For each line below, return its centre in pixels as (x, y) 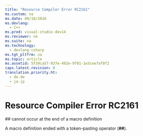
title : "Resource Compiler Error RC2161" (48, 9)
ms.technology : (20, 45)
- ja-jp (17, 81)
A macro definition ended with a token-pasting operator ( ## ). (66, 128)
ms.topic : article (24, 59)
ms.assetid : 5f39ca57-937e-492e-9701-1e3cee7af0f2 (57, 63)
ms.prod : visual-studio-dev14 (36, 32)
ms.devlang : (17, 23)
